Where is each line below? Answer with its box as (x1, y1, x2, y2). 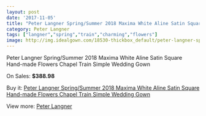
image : (6, 37, 23, 43)
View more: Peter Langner (6, 103, 72, 110)
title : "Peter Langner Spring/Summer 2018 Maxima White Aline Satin (6, 20, 185, 26)
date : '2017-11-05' (6, 15, 56, 21)
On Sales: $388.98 (6, 73, 55, 79)
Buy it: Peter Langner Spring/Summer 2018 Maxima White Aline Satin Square (6, 84, 200, 92)
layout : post (6, 9, 40, 15)
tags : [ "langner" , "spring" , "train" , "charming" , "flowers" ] (6, 32, 158, 38)
